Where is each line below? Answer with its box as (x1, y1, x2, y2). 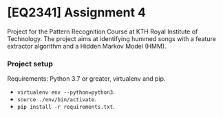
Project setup (7, 59, 53, 68)
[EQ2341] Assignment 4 (7, 5, 147, 21)
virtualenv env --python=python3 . (17, 88, 115, 96)
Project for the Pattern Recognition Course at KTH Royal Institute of (7, 27, 198, 36)
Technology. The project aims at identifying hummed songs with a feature (7, 34, 217, 42)
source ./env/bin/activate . (17, 95, 96, 103)
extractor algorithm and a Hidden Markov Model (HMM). (7, 42, 167, 50)
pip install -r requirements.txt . (17, 103, 115, 111)
